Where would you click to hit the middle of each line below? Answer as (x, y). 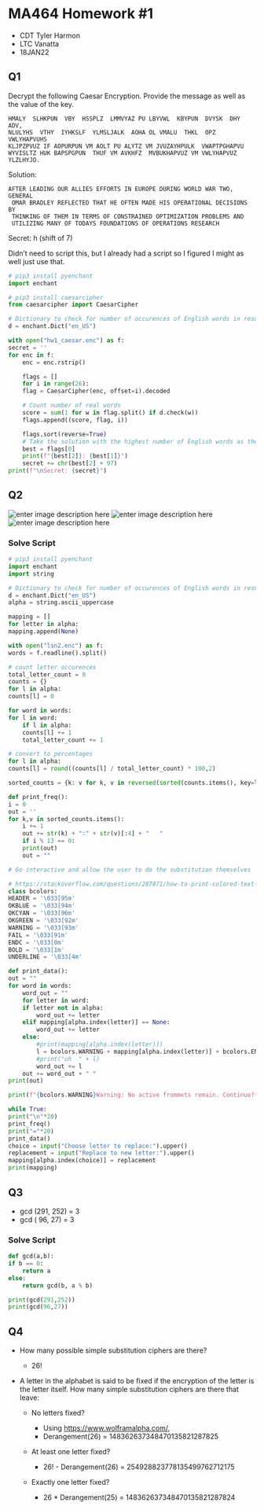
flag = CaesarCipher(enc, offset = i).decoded (96, 391)
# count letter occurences (52, 667)
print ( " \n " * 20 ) (33, 1117)
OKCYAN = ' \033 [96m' (42, 913)
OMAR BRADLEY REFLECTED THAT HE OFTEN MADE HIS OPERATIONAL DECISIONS (129, 203)
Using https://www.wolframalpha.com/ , (106, 1428)
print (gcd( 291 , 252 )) (42, 1300)
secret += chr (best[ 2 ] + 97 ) (70, 464)
